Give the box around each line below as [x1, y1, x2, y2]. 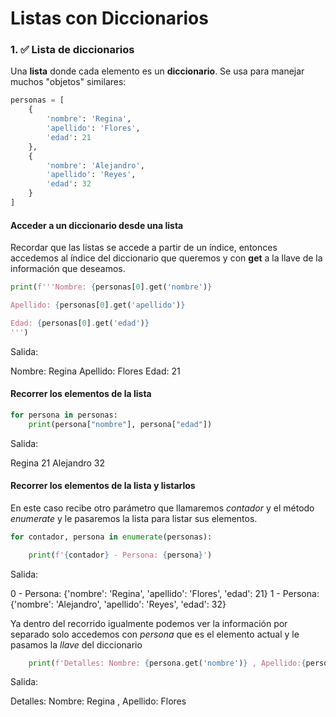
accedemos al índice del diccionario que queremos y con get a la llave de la [10, 252, 323, 264]
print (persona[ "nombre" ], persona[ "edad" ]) [28, 419, 213, 429]
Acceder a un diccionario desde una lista [10, 219, 184, 231]
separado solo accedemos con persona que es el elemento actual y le [10, 628, 300, 640]
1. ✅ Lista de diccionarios [10, 43, 135, 57]
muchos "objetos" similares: [10, 76, 127, 88]
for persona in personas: [10, 410, 118, 420]
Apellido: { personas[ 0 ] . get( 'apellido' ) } [10, 300, 186, 311]
